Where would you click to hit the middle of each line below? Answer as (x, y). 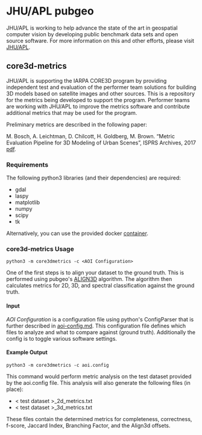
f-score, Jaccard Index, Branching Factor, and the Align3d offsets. (88, 425)
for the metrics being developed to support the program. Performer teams (98, 100)
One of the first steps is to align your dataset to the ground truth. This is (95, 272)
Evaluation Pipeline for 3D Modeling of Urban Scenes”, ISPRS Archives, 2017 (101, 143)
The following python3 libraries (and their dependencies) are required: (93, 178)
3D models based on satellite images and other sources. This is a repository (100, 93)
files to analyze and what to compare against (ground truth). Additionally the (101, 332)
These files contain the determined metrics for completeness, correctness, (99, 419)
